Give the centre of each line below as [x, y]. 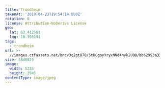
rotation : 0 [17, 19]
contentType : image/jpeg [30, 78]
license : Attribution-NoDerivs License [46, 23]
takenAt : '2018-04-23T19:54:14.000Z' [44, 14]
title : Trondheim [23, 10]
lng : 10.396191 [25, 37]
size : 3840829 [20, 60]
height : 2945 [23, 73]
